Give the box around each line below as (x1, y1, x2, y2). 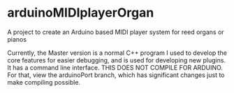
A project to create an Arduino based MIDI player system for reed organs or (7, 28, 225, 36)
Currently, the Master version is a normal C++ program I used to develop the (7, 49, 227, 57)
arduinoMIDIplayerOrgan (7, 5, 154, 21)
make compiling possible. (7, 78, 81, 86)
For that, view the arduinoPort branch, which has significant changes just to (7, 71, 225, 79)
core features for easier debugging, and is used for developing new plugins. (7, 56, 226, 64)
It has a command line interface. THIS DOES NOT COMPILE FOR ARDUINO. (7, 63, 224, 71)
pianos (7, 35, 27, 43)
